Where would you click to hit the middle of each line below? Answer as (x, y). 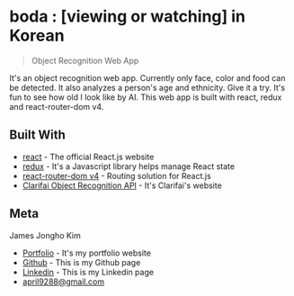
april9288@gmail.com (63, 282)
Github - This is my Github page (81, 262)
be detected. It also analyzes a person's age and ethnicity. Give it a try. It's (147, 87)
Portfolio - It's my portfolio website (86, 253)
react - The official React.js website (88, 157)
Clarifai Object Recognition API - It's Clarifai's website (122, 185)
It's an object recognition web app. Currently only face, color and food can (147, 77)
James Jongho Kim (45, 235)
